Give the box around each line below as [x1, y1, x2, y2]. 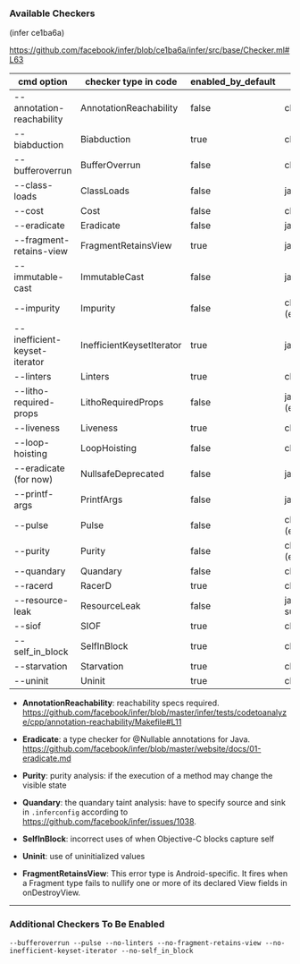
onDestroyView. [21, 887, 81, 898]
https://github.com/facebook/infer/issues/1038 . [21, 816, 196, 827]
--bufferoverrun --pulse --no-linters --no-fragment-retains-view [9, 938, 262, 947]
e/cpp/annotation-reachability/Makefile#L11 [21, 717, 182, 728]
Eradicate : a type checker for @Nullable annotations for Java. [21, 734, 251, 745]
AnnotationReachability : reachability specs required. [21, 697, 220, 709]
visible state [21, 780, 67, 790]
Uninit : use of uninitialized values [21, 851, 146, 862]
